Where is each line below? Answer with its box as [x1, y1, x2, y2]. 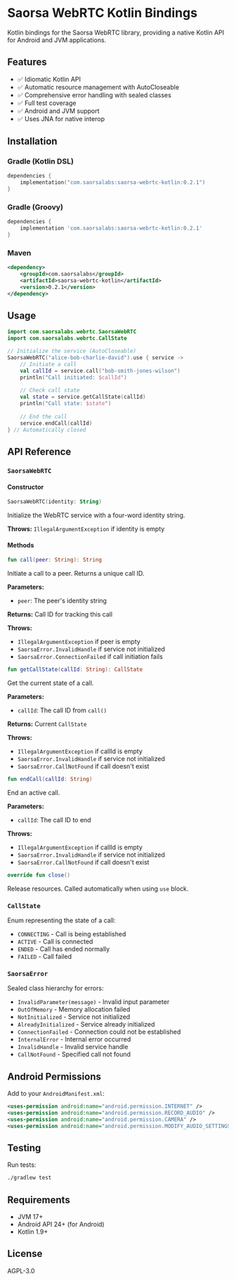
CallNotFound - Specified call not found [17, 1050, 131, 1058]
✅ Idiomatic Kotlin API [17, 75, 81, 83]
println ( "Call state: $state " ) [20, 400, 112, 407]
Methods [7, 540, 34, 549]
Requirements [7, 1194, 70, 1206]
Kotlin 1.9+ [17, 1227, 48, 1236]
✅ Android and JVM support [17, 106, 100, 115]
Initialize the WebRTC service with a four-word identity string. [7, 511, 185, 519]
